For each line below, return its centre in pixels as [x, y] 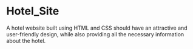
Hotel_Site [33, 11]
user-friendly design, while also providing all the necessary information [95, 34]
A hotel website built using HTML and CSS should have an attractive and [97, 28]
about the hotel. [26, 41]
